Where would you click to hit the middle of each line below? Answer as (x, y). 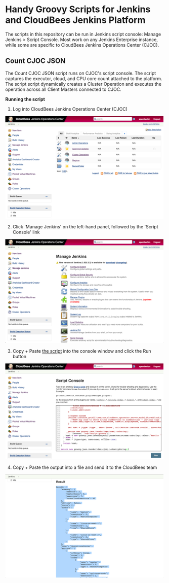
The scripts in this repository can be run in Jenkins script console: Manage (83, 34)
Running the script (25, 99)
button (19, 356)
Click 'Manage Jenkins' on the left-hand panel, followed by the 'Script (85, 227)
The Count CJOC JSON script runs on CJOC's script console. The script (81, 73)
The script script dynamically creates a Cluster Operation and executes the (83, 84)
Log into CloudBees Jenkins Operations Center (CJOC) (70, 109)
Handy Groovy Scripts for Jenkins (78, 9)
